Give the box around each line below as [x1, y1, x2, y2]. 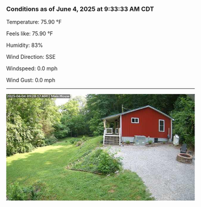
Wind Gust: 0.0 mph [6, 77, 56, 84]
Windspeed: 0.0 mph [6, 65, 58, 72]
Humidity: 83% [6, 41, 44, 49]
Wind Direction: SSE [6, 53, 56, 61]
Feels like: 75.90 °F [6, 30, 53, 37]
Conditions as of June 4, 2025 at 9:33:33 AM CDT [6, 5, 154, 13]
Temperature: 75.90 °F [6, 19, 62, 26]
